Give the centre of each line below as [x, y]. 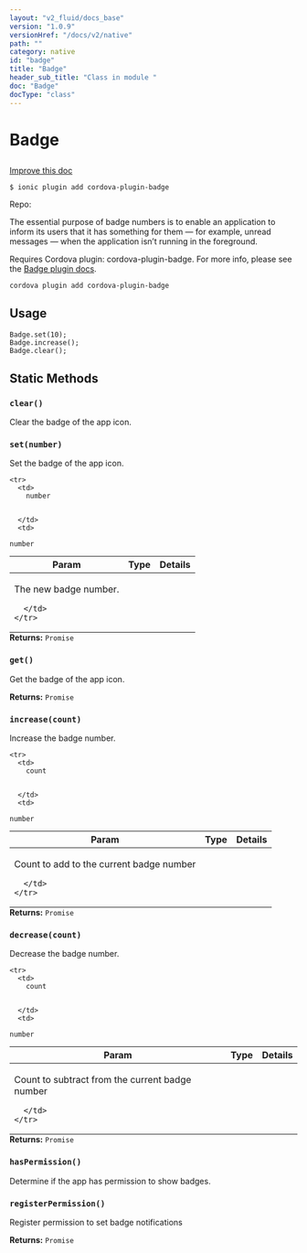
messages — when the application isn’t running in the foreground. [134, 241]
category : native [42, 52]
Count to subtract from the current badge [103, 1080]
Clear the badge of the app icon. [71, 423]
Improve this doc [41, 170]
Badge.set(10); [38, 335]
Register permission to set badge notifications [96, 1222]
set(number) [36, 445]
